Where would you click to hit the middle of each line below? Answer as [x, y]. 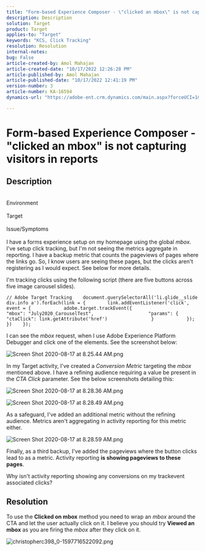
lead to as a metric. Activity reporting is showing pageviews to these [94, 457]
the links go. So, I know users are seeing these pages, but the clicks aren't [100, 261]
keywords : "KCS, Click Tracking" [49, 40]
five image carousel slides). [41, 286]
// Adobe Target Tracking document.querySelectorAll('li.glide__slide [102, 298]
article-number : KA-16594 [39, 92]
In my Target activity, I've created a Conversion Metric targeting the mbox [99, 365]
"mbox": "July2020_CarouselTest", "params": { [92, 313]
